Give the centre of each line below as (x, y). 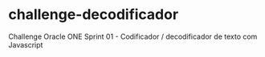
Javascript (26, 44)
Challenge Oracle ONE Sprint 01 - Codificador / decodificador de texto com (133, 36)
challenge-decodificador (94, 15)
